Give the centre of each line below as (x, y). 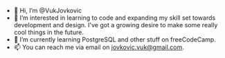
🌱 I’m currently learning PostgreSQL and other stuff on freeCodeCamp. (115, 40)
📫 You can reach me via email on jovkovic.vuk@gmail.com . (99, 47)
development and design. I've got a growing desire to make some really (116, 25)
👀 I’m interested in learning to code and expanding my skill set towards (115, 18)
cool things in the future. (49, 32)
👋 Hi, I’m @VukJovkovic (47, 11)
